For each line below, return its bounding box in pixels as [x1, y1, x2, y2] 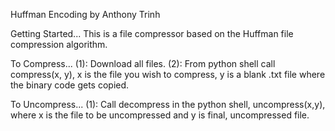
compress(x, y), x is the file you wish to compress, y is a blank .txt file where [10, 69, 326, 80]
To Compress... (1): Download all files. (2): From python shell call [10, 58, 276, 69]
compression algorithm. [10, 39, 108, 50]
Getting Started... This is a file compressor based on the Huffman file [10, 28, 294, 39]
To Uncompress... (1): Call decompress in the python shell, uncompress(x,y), [10, 99, 326, 110]
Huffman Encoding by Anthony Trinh [10, 9, 161, 20]
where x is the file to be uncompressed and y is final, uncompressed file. [10, 109, 310, 121]
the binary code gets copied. [10, 79, 130, 91]
